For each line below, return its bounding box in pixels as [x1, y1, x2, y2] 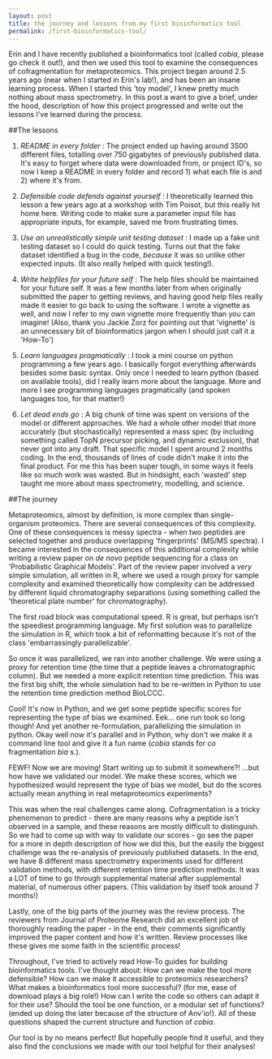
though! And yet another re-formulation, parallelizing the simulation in [8, 721, 241, 731]
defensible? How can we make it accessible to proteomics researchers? [8, 974, 248, 983]
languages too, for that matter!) [19, 394, 125, 404]
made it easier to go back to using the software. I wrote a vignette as [19, 300, 250, 310]
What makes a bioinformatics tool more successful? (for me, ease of [8, 983, 237, 992]
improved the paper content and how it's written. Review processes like [8, 932, 248, 942]
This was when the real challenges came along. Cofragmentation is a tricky [8, 805, 261, 815]
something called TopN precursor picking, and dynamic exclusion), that [19, 435, 260, 445]
